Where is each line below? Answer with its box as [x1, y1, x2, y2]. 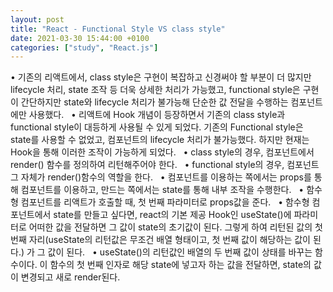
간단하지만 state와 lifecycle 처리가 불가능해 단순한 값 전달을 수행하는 [20, 96, 289, 108]
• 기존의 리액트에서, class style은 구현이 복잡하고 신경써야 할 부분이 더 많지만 [10, 71, 312, 83]
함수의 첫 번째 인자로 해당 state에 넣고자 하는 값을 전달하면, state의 [49, 259, 312, 271]
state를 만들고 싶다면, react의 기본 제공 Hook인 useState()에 [53, 209, 292, 221]
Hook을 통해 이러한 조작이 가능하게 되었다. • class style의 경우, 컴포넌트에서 [10, 146, 315, 158]
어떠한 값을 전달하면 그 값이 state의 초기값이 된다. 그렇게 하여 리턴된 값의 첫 [28, 221, 323, 233]
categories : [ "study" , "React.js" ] [10, 42, 159, 53]
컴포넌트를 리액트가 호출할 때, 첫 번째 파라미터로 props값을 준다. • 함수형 [20, 196, 310, 208]
